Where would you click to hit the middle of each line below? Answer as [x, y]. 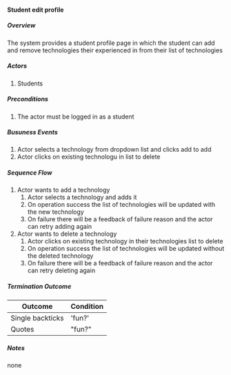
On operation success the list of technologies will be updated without [126, 249]
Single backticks [37, 318]
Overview [21, 26]
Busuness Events [33, 132]
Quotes [22, 330]
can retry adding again [60, 227]
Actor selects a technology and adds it [82, 197]
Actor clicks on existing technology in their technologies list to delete [125, 241]
